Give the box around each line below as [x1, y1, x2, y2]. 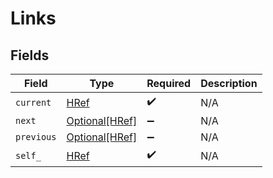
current [15, 97, 52, 108]
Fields [10, 47, 50, 64]
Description [200, 77, 258, 90]
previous [15, 132, 57, 142]
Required [146, 77, 192, 90]
